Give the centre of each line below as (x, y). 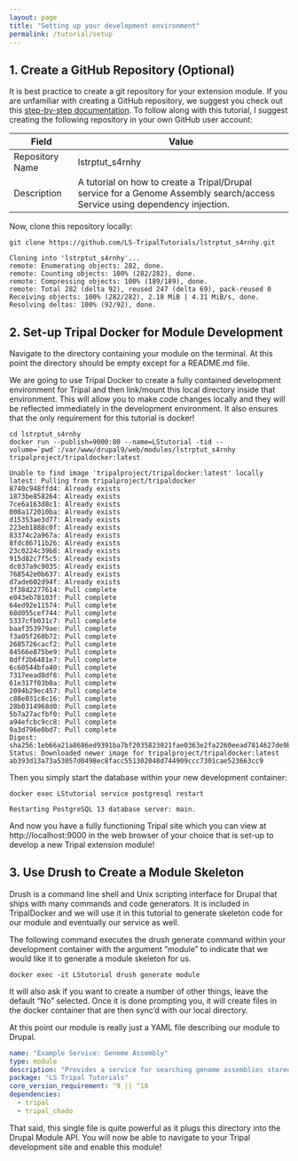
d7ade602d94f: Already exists (65, 582)
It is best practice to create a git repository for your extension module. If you (149, 92)
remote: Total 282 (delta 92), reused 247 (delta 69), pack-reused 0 (141, 290)
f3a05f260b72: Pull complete (63, 637)
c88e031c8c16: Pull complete (63, 699)
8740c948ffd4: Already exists (65, 489)
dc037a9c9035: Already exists (65, 566)
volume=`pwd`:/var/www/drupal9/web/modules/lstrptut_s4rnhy (123, 450)
